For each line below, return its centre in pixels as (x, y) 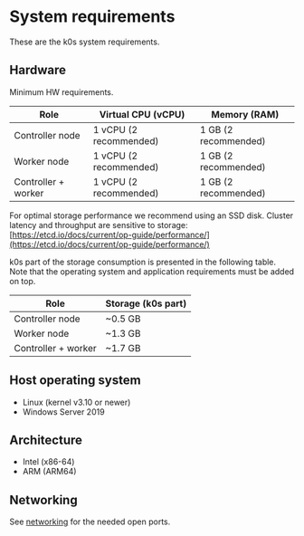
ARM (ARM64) (49, 472)
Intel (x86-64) (48, 462)
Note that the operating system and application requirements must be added (152, 271)
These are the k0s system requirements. (85, 42)
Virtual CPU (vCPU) (142, 114)
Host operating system (76, 381)
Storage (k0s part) (146, 303)
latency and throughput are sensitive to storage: (99, 225)
